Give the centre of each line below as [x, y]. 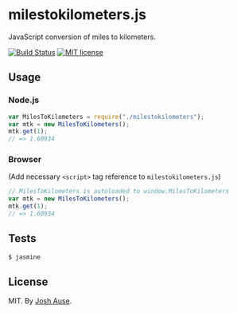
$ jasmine [25, 257]
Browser [25, 160]
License [28, 282]
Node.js [24, 100]
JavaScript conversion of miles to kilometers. [82, 37]
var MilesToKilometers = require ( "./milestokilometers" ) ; [106, 117]
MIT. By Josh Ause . [40, 301]
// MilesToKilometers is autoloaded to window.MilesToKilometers [118, 192]
